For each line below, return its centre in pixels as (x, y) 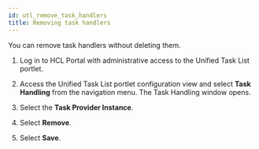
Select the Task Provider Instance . (76, 107)
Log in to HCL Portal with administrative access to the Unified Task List (135, 60)
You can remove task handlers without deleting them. (94, 45)
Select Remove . (46, 122)
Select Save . (40, 137)
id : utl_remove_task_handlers (58, 15)
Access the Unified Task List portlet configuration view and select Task (135, 84)
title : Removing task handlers (59, 23)
